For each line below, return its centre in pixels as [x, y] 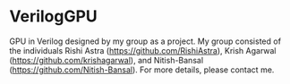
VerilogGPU [54, 17]
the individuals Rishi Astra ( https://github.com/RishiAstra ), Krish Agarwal [143, 50]
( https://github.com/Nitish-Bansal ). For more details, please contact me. [142, 70]
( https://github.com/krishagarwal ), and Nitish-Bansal [107, 60]
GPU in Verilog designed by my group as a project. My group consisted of [145, 41]
